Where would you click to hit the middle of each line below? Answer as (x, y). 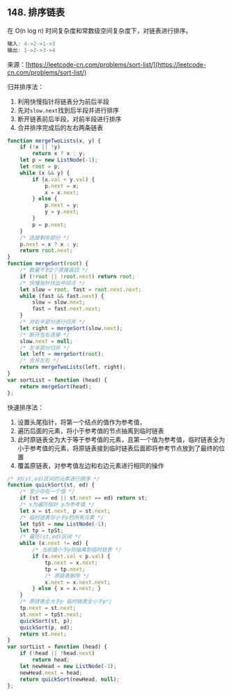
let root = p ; (40, 167)
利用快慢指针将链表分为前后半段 (63, 101)
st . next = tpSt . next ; (51, 615)
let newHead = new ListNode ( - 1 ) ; (68, 666)
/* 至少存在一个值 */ (47, 492)
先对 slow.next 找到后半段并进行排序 (68, 110)
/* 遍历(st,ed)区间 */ (51, 537)
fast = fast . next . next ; (67, 309)
